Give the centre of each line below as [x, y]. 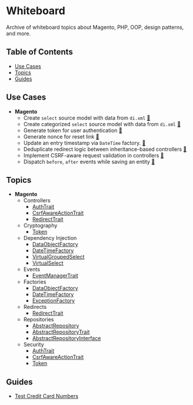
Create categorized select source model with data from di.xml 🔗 [102, 124]
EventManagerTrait [55, 276]
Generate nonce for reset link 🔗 [61, 136]
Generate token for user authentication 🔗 [73, 130]
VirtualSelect [48, 263]
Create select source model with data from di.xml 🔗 [87, 118]
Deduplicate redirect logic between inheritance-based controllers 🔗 [105, 149]
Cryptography [40, 226]
